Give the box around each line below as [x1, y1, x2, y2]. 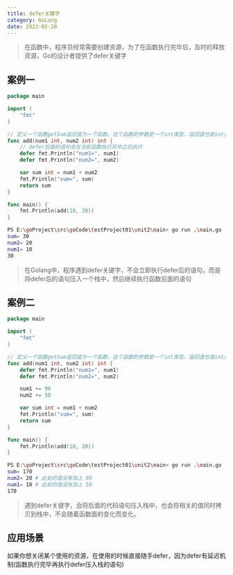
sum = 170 [7, 468, 33, 476]
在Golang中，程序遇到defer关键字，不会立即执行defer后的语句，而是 [24, 265, 221, 274]
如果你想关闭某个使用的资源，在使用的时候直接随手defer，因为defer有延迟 [7, 551, 220, 560]
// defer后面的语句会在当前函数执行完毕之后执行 [19, 144, 143, 151]
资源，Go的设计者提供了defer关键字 [24, 51, 127, 60]
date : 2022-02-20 [7, 23, 58, 30]
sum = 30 [7, 233, 30, 240]
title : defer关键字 [7, 10, 60, 17]
